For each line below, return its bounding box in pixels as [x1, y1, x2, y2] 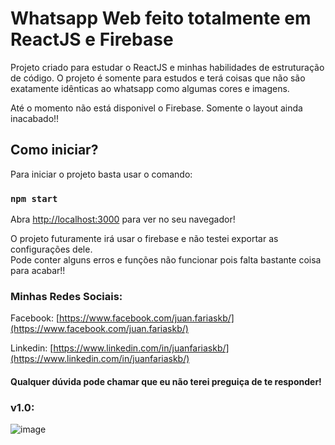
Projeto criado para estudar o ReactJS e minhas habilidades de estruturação [10, 61, 325, 73]
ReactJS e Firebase [10, 28, 174, 51]
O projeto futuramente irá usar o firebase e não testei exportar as [10, 233, 279, 245]
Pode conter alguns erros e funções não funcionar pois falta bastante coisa [10, 254, 322, 266]
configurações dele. [10, 243, 93, 256]
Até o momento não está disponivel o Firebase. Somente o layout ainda [10, 102, 303, 114]
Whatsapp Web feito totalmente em [10, 7, 312, 30]
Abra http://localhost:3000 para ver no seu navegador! [10, 213, 236, 226]
